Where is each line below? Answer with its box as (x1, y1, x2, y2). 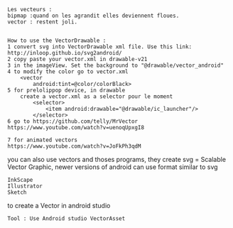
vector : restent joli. (7, 18, 78, 26)
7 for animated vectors (7, 136, 78, 143)
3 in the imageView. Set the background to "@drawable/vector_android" (7, 62, 224, 69)
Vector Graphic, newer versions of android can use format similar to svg (7, 163, 218, 171)
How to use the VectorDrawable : (7, 37, 107, 44)
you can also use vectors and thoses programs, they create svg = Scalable (7, 156, 226, 163)
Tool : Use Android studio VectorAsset (7, 215, 126, 222)
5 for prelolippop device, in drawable (7, 87, 126, 94)
